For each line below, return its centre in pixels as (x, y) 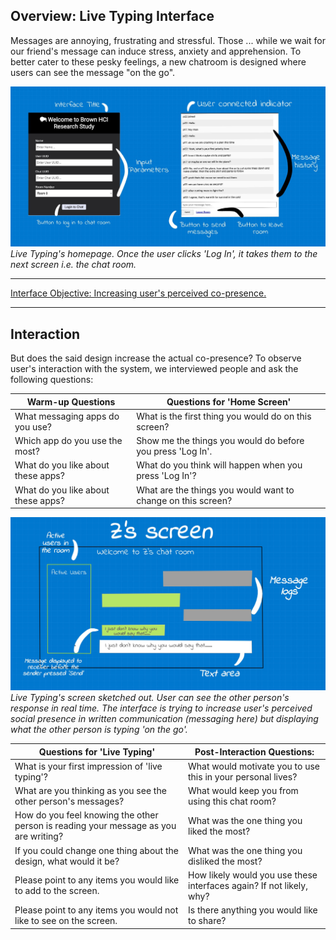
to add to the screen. (57, 891)
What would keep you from (243, 791)
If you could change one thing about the (96, 850)
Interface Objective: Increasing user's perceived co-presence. (138, 293)
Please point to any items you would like (97, 880)
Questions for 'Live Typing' (97, 751)
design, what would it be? (67, 861)
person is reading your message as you (95, 826)
